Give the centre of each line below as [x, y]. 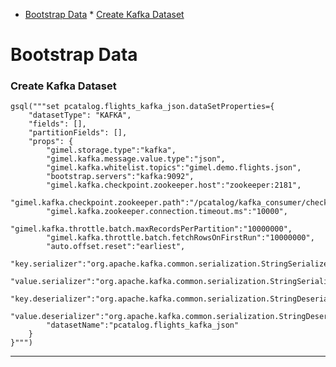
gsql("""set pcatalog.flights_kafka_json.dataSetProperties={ [142, 107]
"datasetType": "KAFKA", [80, 115]
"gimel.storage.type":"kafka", [111, 150]
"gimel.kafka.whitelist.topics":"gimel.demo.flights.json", [174, 168]
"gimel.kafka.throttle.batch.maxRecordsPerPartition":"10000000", [151, 229]
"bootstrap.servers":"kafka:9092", [120, 177]
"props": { [51, 142]
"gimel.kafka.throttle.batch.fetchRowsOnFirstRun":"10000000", [180, 238]
